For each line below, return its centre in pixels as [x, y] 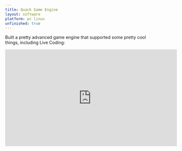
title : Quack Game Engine [31, 10]
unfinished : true [23, 23]
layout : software [23, 14]
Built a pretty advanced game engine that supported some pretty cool [76, 37]
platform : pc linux [25, 19]
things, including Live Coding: [35, 43]
